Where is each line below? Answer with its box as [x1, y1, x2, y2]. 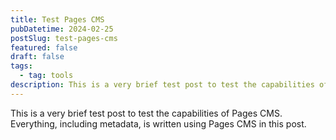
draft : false [10, 52, 65, 62]
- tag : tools [19, 71, 74, 81]
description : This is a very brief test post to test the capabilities [10, 80, 315, 90]
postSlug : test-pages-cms [10, 33, 118, 43]
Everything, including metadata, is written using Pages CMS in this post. [10, 117, 307, 130]
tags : [10, 61, 33, 71]
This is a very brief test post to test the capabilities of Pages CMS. [10, 107, 283, 119]
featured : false [10, 42, 78, 53]
